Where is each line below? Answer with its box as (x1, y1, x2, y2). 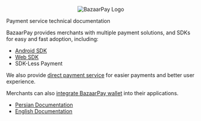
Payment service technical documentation (6, 17, 111, 24)
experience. (6, 78, 36, 85)
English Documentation (14, 108, 73, 114)
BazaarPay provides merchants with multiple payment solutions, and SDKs (6, 29, 191, 36)
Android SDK (14, 47, 47, 54)
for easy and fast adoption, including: (6, 36, 99, 42)
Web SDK (14, 54, 39, 60)
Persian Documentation (14, 101, 73, 108)
